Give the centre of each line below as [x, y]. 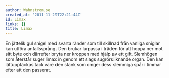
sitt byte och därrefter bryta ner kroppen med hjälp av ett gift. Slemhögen [81, 54]
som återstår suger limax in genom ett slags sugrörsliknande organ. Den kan [84, 59]
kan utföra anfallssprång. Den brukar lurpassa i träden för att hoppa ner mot [84, 49]
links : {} [16, 24]
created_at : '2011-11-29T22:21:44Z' [44, 15]
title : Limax [19, 29]
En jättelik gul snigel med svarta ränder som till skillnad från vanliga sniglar [83, 43]
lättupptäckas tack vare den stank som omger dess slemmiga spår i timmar [83, 65]
